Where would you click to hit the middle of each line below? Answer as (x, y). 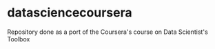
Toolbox (19, 39)
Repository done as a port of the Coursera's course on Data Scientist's (107, 32)
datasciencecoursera (70, 13)
